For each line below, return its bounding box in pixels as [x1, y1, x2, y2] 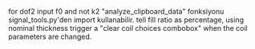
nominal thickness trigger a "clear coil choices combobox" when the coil [8, 24, 248, 32]
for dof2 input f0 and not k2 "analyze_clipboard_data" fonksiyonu [8, 7, 225, 16]
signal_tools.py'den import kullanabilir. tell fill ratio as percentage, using [8, 15, 245, 24]
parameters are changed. [8, 32, 92, 41]
